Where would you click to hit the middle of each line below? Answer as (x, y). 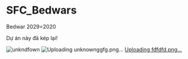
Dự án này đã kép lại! (32, 38)
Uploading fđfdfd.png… (153, 49)
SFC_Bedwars (41, 10)
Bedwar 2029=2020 (31, 27)
